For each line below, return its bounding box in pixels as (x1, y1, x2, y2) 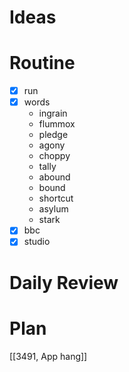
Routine (9, 52, 76, 75)
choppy (38, 150, 71, 162)
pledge (38, 129, 69, 141)
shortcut (38, 192, 74, 205)
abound (38, 171, 71, 183)
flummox (38, 118, 76, 130)
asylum (38, 203, 69, 215)
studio (23, 236, 51, 248)
